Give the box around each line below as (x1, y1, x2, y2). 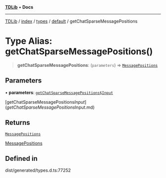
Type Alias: (5, 35, 53, 47)
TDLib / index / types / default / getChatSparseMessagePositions (5, 18, 138, 24)
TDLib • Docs (5, 4, 34, 10)
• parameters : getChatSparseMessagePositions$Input (5, 89, 114, 95)
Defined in (5, 154, 38, 163)
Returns (5, 119, 31, 127)
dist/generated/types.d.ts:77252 (5, 167, 71, 174)
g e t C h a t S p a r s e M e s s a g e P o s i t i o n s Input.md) (6, 104, 95, 110)
